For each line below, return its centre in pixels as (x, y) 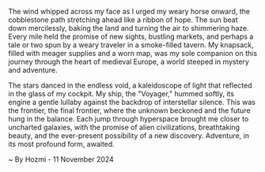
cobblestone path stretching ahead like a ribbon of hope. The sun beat (123, 20)
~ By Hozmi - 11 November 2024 (61, 159)
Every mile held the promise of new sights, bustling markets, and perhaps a (131, 36)
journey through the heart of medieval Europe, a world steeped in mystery (129, 62)
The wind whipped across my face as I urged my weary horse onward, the (129, 11)
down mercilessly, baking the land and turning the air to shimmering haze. (129, 28)
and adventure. (33, 70)
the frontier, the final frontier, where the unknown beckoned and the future (129, 110)
